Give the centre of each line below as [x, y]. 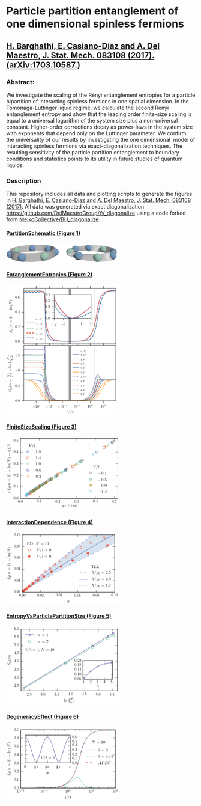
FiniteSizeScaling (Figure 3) [41, 427]
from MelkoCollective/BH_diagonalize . [53, 219]
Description [24, 180]
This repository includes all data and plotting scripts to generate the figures [99, 194]
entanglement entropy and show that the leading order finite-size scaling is [99, 114]
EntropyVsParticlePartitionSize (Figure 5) [59, 616]
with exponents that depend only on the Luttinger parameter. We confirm [96, 133]
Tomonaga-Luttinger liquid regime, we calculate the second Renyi [88, 108]
